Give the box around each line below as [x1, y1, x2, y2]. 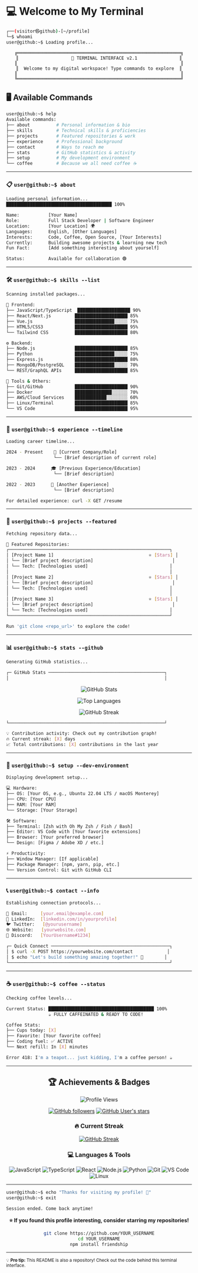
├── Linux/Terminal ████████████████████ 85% [6, 400, 138, 406]
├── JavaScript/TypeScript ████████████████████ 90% [6, 308, 141, 314]
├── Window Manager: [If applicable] [6, 856, 99, 862]
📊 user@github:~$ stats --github [6, 643, 104, 652]
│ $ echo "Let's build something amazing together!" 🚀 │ [6, 954, 167, 960]
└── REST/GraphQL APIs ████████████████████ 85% [6, 367, 138, 373]
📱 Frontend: [6, 302, 35, 308]
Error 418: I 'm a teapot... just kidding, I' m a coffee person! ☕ [6, 1054, 173, 1060]
